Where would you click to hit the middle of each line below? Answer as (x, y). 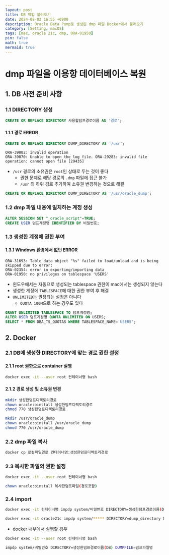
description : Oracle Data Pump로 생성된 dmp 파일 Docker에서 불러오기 (74, 24)
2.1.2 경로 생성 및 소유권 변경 (33, 389)
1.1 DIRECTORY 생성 (29, 110)
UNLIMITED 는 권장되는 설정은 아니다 (47, 297)
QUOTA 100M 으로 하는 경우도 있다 (51, 303)
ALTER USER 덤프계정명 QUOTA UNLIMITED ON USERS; (56, 317)
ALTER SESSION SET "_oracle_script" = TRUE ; (50, 218)
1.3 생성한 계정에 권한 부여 (35, 237)
